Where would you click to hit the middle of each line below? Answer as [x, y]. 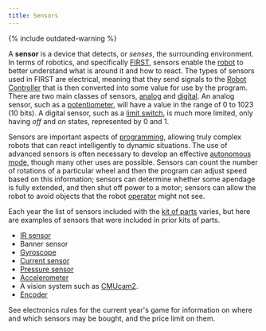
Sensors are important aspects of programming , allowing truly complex [125, 137]
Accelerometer [44, 277]
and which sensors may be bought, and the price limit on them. [112, 318]
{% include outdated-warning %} [63, 38]
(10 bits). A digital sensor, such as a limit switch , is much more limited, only [131, 113]
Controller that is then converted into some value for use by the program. [128, 88]
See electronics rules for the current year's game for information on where [130, 310]
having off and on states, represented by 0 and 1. [89, 121]
